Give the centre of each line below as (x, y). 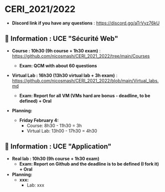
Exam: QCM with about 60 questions (58, 65)
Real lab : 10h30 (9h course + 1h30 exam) (56, 159)
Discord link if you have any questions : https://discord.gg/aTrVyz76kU (86, 23)
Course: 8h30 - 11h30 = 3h (54, 125)
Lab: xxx (35, 185)
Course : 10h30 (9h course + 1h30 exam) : (56, 50)
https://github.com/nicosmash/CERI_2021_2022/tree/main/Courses (81, 56)
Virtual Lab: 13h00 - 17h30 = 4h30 (62, 131)
